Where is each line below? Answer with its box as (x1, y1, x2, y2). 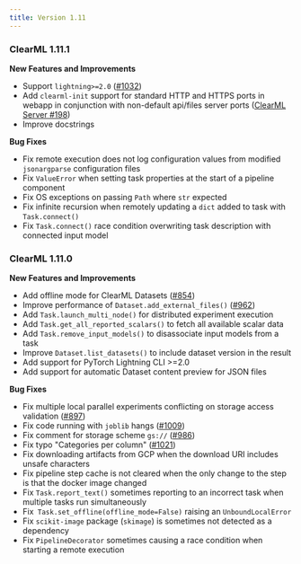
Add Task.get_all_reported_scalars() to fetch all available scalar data (22, 319, 285, 330)
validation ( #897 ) (22, 410, 86, 422)
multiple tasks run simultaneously (22, 497, 146, 507)
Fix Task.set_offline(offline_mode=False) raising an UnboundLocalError (22, 507, 292, 517)
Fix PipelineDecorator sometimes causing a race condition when (22, 535, 263, 546)
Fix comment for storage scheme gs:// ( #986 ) (22, 430, 196, 441)
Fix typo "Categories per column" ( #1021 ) (22, 439, 176, 450)
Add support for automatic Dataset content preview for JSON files (22, 366, 267, 377)
